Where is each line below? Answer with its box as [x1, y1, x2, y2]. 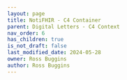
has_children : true [7, 36, 64, 43]
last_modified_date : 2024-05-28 [7, 49, 101, 56]
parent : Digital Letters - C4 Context [7, 23, 120, 30]
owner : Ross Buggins [7, 56, 68, 63]
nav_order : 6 [7, 29, 45, 37]
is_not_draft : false [7, 42, 68, 49]
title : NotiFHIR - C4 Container [7, 17, 101, 24]
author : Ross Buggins [7, 62, 70, 69]
